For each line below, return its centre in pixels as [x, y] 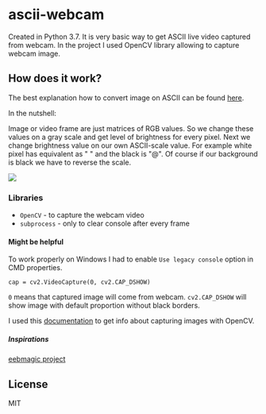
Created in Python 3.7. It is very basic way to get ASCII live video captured [129, 37]
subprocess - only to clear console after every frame [105, 223]
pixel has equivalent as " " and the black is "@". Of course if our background [133, 153]
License [28, 384]
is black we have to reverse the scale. [70, 162]
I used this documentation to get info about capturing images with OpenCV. [131, 321]
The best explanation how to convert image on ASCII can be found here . [126, 98]
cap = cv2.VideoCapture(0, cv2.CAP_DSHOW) [79, 282]
